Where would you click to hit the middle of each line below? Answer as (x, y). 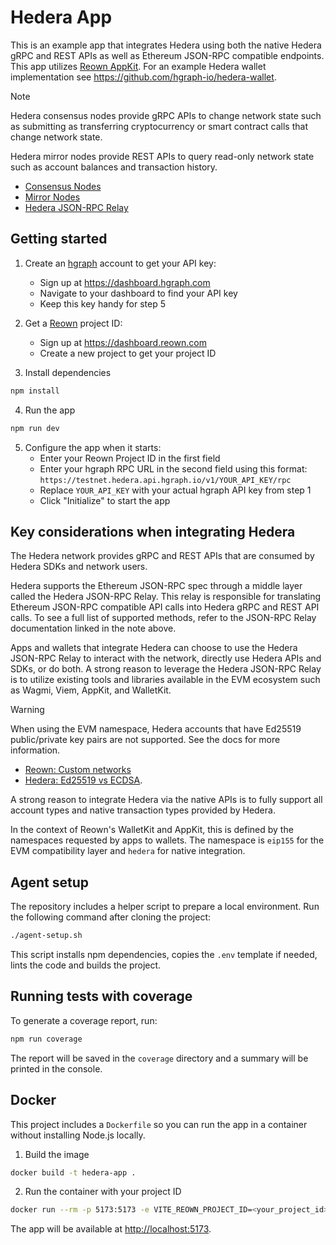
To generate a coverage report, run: (84, 1020)
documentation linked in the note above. (93, 628)
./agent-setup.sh (46, 936)
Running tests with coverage (101, 996)
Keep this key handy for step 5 (102, 303)
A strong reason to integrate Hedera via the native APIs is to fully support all (166, 800)
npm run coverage (46, 1039)
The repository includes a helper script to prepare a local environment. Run (165, 907)
